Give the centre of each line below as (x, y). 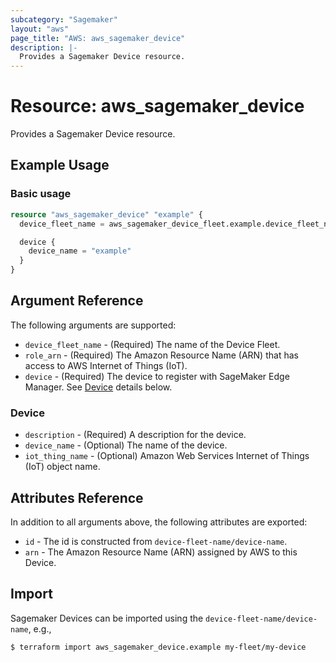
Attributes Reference (77, 497)
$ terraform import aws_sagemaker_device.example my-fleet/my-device (158, 647)
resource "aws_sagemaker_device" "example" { (106, 214)
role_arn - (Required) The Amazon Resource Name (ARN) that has (161, 355)
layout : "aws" (40, 29)
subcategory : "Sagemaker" (64, 19)
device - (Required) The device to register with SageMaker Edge (157, 376)
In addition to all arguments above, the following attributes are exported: (159, 522)
